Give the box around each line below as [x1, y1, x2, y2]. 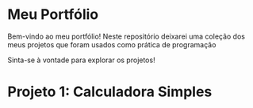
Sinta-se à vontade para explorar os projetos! [7, 55, 155, 65]
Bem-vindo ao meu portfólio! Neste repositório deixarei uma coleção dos [7, 32, 245, 41]
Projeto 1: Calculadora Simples [7, 83, 213, 101]
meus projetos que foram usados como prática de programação [7, 39, 217, 49]
